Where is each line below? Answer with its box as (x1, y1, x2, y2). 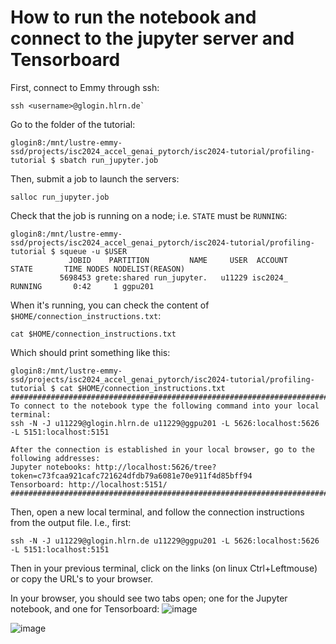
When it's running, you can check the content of (10, 299, 210, 311)
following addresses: (10, 453, 101, 463)
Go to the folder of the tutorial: (10, 118, 136, 130)
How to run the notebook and (10, 6, 257, 29)
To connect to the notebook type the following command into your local (10, 401, 320, 411)
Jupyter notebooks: (10, 462, 92, 472)
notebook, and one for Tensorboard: (10, 602, 160, 615)
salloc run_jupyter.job (10, 192, 110, 202)
